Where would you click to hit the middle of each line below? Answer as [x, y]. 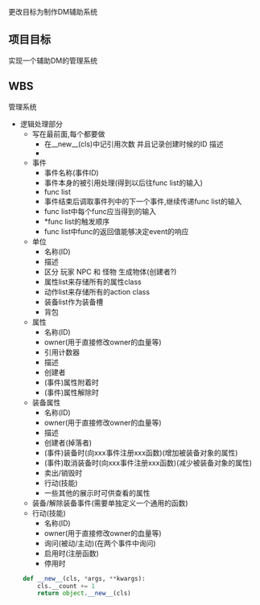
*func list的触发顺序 [77, 221]
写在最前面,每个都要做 [68, 134]
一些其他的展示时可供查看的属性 [97, 492]
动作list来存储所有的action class [97, 291]
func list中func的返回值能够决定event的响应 [116, 231]
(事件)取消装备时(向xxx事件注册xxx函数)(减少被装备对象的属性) [148, 463]
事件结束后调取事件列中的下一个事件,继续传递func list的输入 [143, 201]
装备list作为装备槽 [74, 302]
